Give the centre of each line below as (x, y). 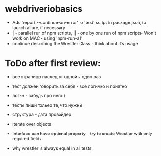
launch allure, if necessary (39, 27)
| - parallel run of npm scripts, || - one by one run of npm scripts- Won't (84, 33)
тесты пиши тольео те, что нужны (47, 105)
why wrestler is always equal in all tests (52, 148)
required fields (27, 138)
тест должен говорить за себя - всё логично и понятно (70, 86)
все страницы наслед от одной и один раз (56, 76)
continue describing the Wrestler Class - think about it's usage (75, 43)
